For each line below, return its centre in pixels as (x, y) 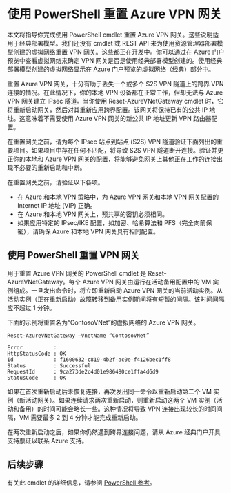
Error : (32, 347)
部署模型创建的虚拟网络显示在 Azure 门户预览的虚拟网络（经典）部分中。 (111, 69)
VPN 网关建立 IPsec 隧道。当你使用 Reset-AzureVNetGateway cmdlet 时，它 (115, 101)
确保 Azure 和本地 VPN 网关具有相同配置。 (99, 231)
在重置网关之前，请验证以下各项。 (56, 182)
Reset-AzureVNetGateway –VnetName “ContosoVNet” (78, 336)
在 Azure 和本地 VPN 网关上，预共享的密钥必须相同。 (93, 214)
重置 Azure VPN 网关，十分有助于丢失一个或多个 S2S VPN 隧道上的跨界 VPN (115, 84)
